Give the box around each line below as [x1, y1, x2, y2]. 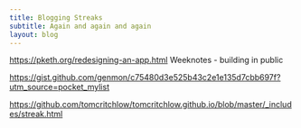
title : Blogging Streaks [9, 13, 103, 23]
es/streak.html [9, 109, 63, 120]
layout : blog [9, 30, 59, 39]
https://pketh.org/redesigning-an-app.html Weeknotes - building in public [9, 55, 284, 66]
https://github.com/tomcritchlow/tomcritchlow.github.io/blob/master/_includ [9, 99, 292, 110]
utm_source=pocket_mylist [9, 82, 110, 93]
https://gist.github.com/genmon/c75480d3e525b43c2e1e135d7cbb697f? [9, 72, 281, 83]
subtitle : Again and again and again [9, 22, 152, 31]
